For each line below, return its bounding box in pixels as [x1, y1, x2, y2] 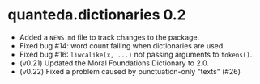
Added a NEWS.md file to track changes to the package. [19, 32, 200, 42]
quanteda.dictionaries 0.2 [7, 6, 187, 24]
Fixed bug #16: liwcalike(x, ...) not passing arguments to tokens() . [19, 49, 253, 59]
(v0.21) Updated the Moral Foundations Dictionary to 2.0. [19, 58, 210, 68]
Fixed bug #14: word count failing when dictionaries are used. [19, 40, 226, 50]
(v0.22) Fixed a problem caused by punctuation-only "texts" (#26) [19, 66, 241, 76]
